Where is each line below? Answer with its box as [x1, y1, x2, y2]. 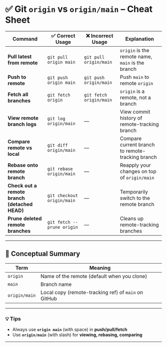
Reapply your [120, 161, 151, 168]
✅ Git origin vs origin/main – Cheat [5, 3, 153, 15]
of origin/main [120, 174, 155, 181]
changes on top [120, 168, 157, 175]
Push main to [120, 73, 150, 80]
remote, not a [120, 94, 151, 101]
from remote [7, 59, 38, 66]
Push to [7, 73, 26, 80]
